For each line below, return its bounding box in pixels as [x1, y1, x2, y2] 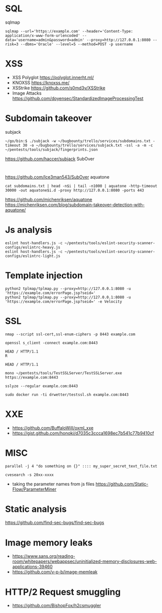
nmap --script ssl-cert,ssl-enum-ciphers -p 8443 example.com [5, 331, 135, 337]
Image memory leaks [5, 537, 93, 548]
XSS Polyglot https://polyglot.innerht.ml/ [12, 74, 95, 80]
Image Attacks [12, 90, 42, 96]
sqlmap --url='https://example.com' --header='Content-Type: [5, 29, 133, 34]
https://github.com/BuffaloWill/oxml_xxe [12, 425, 94, 431]
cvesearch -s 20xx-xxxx [5, 472, 54, 477]
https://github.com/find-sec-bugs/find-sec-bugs [5, 520, 104, 526]
